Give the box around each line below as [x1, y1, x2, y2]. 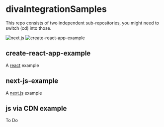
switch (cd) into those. [5, 25, 52, 31]
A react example [5, 62, 39, 68]
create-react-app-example [5, 49, 91, 58]
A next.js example [5, 90, 42, 96]
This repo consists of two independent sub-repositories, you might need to [5, 20, 160, 26]
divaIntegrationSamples [5, 3, 107, 15]
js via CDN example [5, 104, 67, 113]
